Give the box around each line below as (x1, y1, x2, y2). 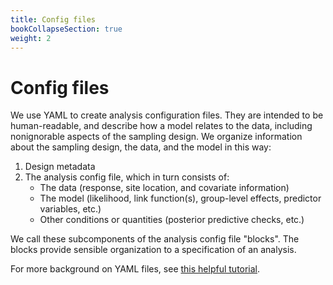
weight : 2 (10, 33, 52, 43)
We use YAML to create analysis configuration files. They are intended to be (10, 109, 324, 121)
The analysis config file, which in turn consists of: (24, 171, 230, 183)
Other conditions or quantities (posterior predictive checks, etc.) (39, 214, 305, 226)
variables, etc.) (39, 203, 102, 215)
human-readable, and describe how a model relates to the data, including (10, 120, 313, 132)
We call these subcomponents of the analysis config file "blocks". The (10, 233, 300, 245)
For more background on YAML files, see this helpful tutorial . (10, 263, 261, 275)
